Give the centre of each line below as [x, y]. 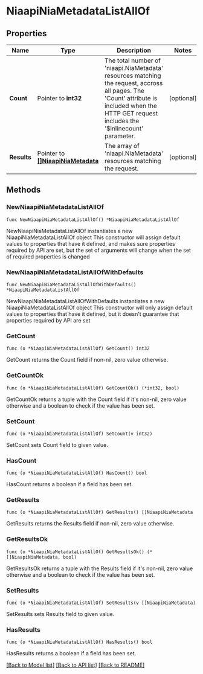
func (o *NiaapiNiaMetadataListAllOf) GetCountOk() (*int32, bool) [93, 388]
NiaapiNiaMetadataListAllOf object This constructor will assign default [93, 237]
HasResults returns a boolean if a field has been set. [71, 653]
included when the [131, 106]
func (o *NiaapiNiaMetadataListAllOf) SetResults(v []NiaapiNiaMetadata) [101, 603]
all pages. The [125, 91]
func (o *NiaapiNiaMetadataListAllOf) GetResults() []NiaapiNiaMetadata [100, 512]
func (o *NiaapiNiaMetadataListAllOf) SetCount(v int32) [79, 434]
